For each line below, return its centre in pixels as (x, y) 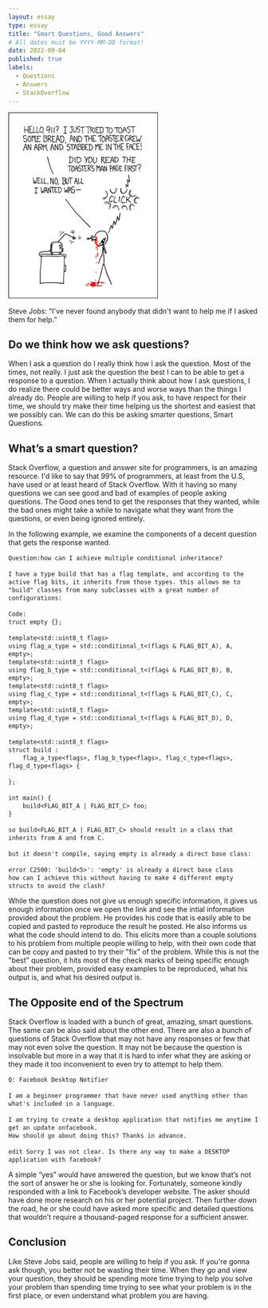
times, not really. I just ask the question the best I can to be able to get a (126, 373)
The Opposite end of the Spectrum (96, 1002)
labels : (21, 68)
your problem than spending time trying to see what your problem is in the (130, 1286)
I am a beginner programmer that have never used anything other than (128, 1095)
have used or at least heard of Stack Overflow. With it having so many (123, 485)
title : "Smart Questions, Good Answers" (77, 34)
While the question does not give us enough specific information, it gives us (133, 901)
